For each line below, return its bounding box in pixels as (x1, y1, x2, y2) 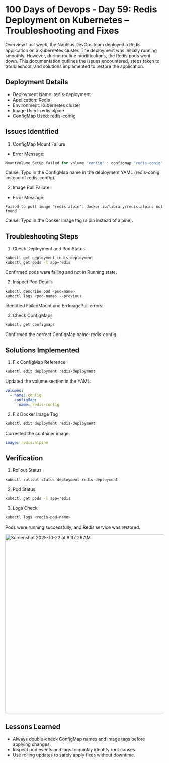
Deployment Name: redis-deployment (12, 91, 91, 97)
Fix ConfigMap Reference (12, 359, 66, 365)
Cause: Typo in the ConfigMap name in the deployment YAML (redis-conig (5, 169, 160, 175)
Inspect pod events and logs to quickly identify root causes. (12, 746, 137, 752)
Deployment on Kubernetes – (5, 14, 129, 26)
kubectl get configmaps (5, 322, 55, 327)
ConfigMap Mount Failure (12, 140, 66, 147)
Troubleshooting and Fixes (5, 25, 119, 36)
